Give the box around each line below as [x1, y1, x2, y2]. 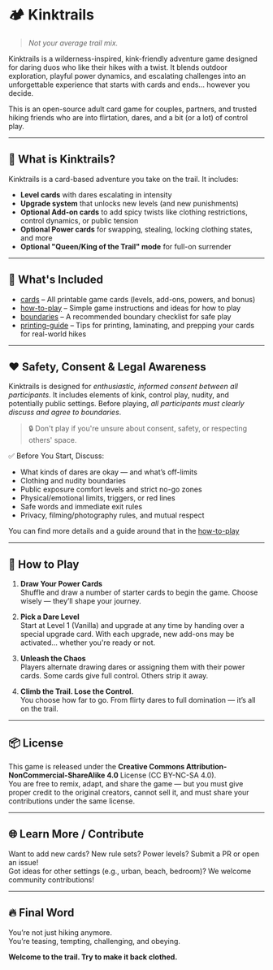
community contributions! [8, 874, 95, 885]
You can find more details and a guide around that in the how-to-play [8, 526, 240, 536]
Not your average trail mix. [28, 37, 119, 48]
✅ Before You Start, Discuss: [8, 451, 104, 461]
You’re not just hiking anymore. [8, 927, 112, 938]
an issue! [8, 857, 39, 867]
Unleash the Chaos [19, 654, 87, 664]
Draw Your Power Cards [19, 579, 103, 589]
